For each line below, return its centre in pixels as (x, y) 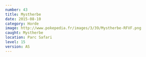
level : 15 (15, 42)
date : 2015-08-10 (23, 19)
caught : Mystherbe (24, 33)
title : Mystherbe (23, 14)
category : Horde (22, 24)
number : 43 (16, 10)
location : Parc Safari (29, 38)
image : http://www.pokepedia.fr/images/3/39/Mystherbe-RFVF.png (73, 28)
